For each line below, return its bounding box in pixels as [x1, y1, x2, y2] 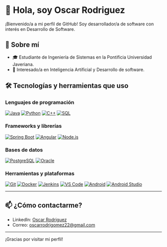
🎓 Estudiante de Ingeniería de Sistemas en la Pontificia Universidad [12, 54, 152, 60]
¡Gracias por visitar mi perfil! [5, 236, 63, 243]
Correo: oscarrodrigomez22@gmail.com [12, 222, 95, 228]
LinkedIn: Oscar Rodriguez [12, 217, 67, 223]
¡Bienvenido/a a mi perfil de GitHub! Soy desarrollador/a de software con [5, 21, 154, 27]
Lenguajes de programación [5, 99, 75, 106]
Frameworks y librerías [5, 123, 62, 130]
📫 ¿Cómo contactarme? [5, 201, 83, 209]
